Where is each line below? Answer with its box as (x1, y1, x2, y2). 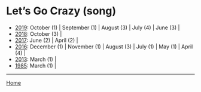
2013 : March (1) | (14, 56, 57, 63)
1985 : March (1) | (14, 62, 57, 69)
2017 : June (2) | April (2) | (14, 36, 78, 44)
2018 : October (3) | (14, 30, 62, 37)
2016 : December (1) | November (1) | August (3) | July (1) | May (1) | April (14, 43, 193, 50)
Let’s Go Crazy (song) (6, 4, 117, 18)
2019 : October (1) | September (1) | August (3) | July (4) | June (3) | (14, 24, 180, 31)
